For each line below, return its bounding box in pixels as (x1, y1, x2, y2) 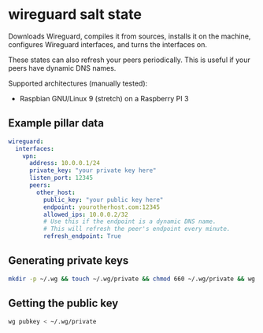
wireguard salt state (8, 5, 142, 24)
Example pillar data (8, 116, 105, 130)
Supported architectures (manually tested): (8, 79, 148, 88)
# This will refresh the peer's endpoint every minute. (43, 225, 231, 233)
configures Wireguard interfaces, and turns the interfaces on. (8, 39, 207, 49)
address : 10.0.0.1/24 (28, 159, 101, 167)
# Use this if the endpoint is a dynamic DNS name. (43, 218, 217, 225)
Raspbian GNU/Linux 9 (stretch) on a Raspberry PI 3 (19, 93, 189, 103)
